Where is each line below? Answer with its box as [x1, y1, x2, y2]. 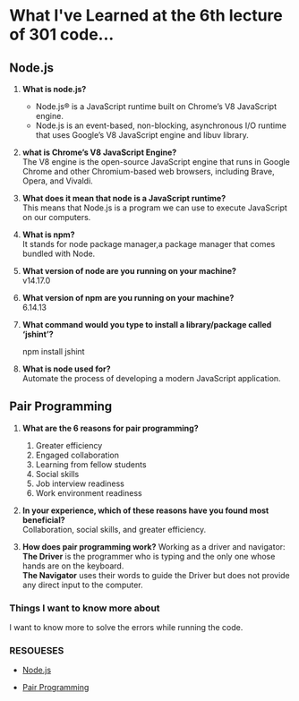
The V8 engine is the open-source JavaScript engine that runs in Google [21, 157, 291, 167]
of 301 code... [9, 24, 115, 45]
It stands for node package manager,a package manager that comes [21, 239, 276, 249]
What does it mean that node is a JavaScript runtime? [21, 193, 226, 203]
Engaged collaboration [35, 449, 119, 460]
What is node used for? [21, 363, 111, 374]
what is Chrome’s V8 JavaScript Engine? [21, 147, 177, 158]
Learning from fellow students [35, 458, 147, 470]
